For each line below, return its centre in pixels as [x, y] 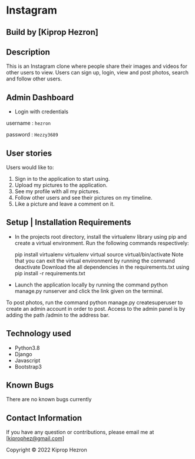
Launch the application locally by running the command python [91, 285]
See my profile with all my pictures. [57, 191]
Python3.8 [27, 348]
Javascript [27, 360]
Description [28, 52]
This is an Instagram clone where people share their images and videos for [97, 66]
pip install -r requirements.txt [50, 273]
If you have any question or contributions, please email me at [80, 432]
